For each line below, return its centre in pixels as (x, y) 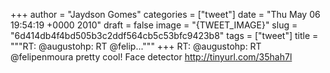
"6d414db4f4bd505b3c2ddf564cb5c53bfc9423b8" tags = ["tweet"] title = (164, 35)
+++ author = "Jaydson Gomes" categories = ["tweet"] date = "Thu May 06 (165, 14)
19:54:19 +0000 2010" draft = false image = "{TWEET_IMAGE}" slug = (154, 25)
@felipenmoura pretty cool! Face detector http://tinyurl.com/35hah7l (151, 57)
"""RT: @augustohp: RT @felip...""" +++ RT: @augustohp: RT (136, 46)
